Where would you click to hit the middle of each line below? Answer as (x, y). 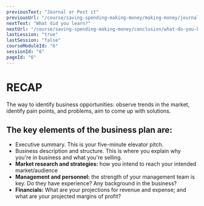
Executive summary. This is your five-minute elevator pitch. (89, 144)
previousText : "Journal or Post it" (53, 12)
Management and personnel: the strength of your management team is (105, 177)
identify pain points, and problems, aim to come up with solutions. (89, 111)
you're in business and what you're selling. (69, 158)
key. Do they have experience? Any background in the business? (96, 183)
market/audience (36, 171)
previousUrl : (23, 18)
